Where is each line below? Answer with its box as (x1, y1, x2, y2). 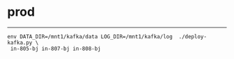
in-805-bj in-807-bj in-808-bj (10, 45, 101, 52)
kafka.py (7, 39, 33, 46)
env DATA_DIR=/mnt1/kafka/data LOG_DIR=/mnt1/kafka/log (7, 33, 173, 40)
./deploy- (178, 33, 208, 40)
